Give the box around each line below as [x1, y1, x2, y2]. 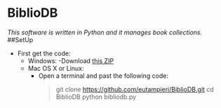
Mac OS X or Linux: [27, 64, 84, 72]
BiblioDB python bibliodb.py [55, 93, 137, 101]
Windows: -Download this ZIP [27, 56, 114, 65]
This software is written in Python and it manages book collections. [7, 28, 202, 36]
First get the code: [17, 49, 72, 58]
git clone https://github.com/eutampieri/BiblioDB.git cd [55, 85, 214, 93]
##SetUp [7, 35, 34, 43]
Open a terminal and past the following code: [38, 72, 169, 80]
